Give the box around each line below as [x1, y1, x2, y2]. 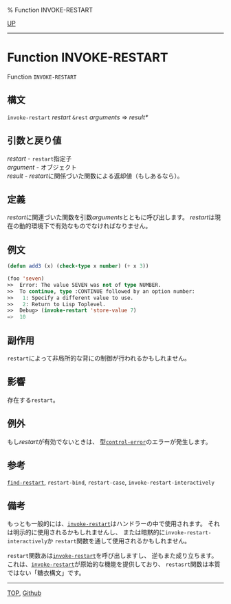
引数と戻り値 [7, 134, 62, 147]
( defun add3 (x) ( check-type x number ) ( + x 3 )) [7, 263, 149, 270]
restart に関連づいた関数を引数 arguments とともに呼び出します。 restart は [7, 213, 215, 221]
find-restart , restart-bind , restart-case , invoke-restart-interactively [7, 479, 215, 487]
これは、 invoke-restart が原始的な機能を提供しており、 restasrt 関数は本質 [7, 560, 221, 568]
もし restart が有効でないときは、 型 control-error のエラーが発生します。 [7, 437, 212, 445]
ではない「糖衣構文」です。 [7, 569, 85, 577]
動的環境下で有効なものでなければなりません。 [19, 222, 152, 230]
